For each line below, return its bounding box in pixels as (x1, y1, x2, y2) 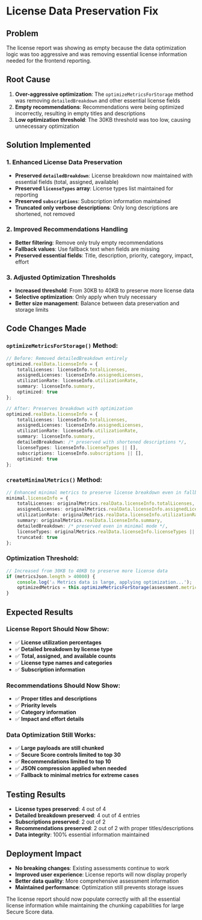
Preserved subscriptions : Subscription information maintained (14, 197, 171, 204)
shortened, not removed (14, 210, 75, 218)
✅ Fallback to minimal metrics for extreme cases (14, 772, 139, 779)
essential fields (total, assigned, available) (14, 178, 119, 185)
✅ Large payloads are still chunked (14, 745, 104, 752)
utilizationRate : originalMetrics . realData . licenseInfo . (17, 512, 163, 518)
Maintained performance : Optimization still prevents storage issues (14, 884, 184, 891)
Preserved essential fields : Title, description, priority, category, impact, (14, 251, 194, 259)
